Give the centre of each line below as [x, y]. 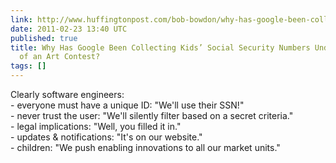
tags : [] [28, 66]
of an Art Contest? [60, 57]
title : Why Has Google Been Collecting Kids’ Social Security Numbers [160, 47]
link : [21, 19]
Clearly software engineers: [67, 94]
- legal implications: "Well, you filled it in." [96, 126]
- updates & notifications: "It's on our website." [106, 137]
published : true [44, 38]
